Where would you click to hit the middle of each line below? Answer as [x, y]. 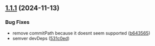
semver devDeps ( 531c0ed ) [41, 38]
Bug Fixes [17, 22]
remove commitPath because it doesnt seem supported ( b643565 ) [81, 33]
